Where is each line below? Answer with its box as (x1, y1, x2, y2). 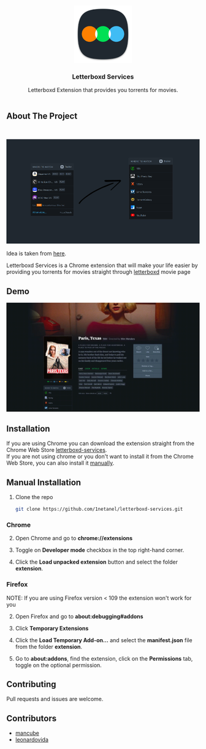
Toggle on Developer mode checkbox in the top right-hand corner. (15, 546, 185, 554)
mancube (15, 729, 40, 737)
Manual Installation (6, 477, 82, 487)
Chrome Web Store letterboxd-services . (6, 446, 107, 454)
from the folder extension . (15, 643, 83, 650)
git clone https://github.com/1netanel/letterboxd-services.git (15, 506, 183, 513)
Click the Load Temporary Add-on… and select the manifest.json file (15, 636, 193, 643)
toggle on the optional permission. (15, 661, 102, 669)
